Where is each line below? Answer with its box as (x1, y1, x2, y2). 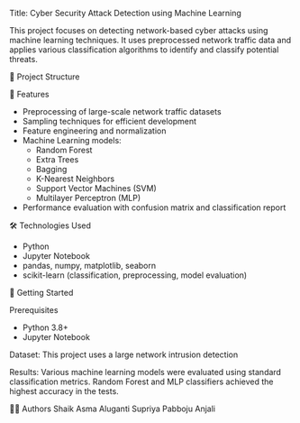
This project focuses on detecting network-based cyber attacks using (9, 25, 268, 35)
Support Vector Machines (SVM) (35, 183, 157, 193)
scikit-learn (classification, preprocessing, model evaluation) (22, 270, 248, 280)
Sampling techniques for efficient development (22, 116, 196, 126)
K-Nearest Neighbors (35, 173, 115, 184)
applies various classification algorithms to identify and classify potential (9, 44, 279, 55)
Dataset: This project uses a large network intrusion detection (9, 349, 239, 360)
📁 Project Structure (9, 71, 80, 82)
